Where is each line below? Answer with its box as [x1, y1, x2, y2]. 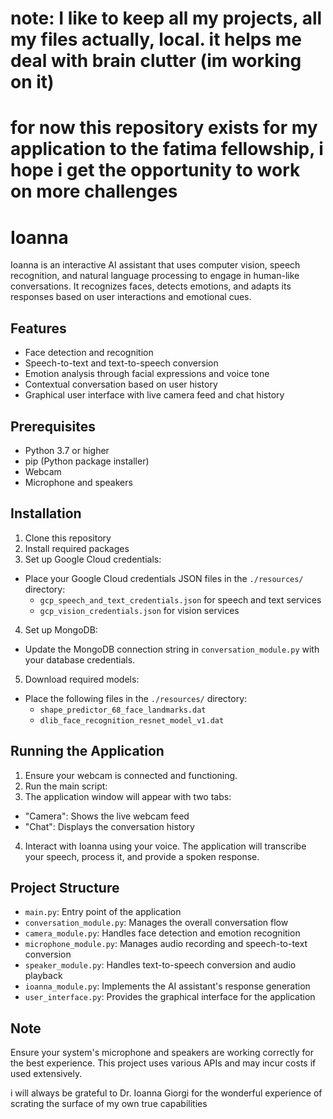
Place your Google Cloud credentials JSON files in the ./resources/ [24, 572, 304, 584]
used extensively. [10, 1068, 83, 1080]
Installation [10, 505, 82, 522]
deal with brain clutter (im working [10, 50, 302, 72]
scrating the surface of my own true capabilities [10, 1098, 208, 1110]
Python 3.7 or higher [24, 444, 110, 456]
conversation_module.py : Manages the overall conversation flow [24, 917, 289, 929]
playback [24, 970, 63, 982]
